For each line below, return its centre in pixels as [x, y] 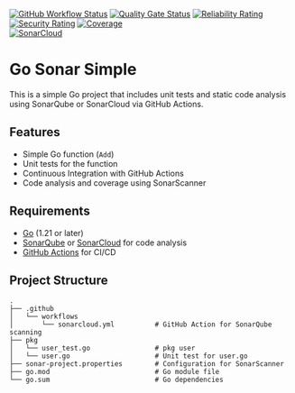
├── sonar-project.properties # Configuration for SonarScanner [147, 364]
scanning [26, 333]
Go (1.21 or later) [53, 233]
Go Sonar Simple [73, 70]
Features [35, 132]
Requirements [50, 211]
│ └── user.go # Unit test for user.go [129, 356]
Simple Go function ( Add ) [68, 154]
